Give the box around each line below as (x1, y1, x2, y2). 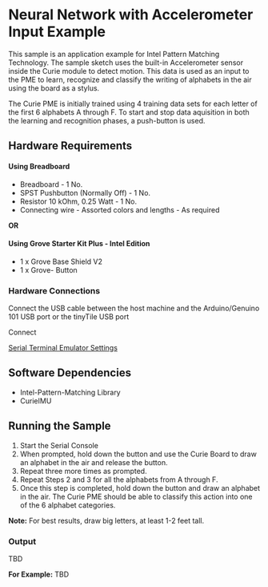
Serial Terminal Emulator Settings (8, 343, 118, 353)
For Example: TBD (8, 569, 70, 579)
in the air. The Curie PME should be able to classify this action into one (19, 492, 254, 501)
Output (8, 536, 37, 547)
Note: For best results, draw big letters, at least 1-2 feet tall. (8, 516, 205, 525)
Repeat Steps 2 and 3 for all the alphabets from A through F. (19, 475, 218, 484)
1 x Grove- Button (19, 265, 78, 274)
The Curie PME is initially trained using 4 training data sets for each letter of (8, 99, 258, 108)
